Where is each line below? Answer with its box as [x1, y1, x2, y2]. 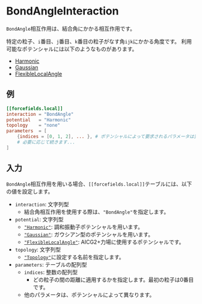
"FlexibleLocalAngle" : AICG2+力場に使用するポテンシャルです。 [23, 238, 185, 245]
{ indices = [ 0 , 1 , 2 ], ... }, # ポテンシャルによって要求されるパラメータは [17, 134, 194, 140]
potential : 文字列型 [14, 215, 64, 223]
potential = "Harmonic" [6, 116, 71, 123]
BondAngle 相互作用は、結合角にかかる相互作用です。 [6, 25, 136, 32]
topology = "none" [6, 122, 61, 128]
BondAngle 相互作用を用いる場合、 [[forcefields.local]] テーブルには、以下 [6, 180, 192, 188]
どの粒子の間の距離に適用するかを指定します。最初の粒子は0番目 [32, 276, 194, 283]
